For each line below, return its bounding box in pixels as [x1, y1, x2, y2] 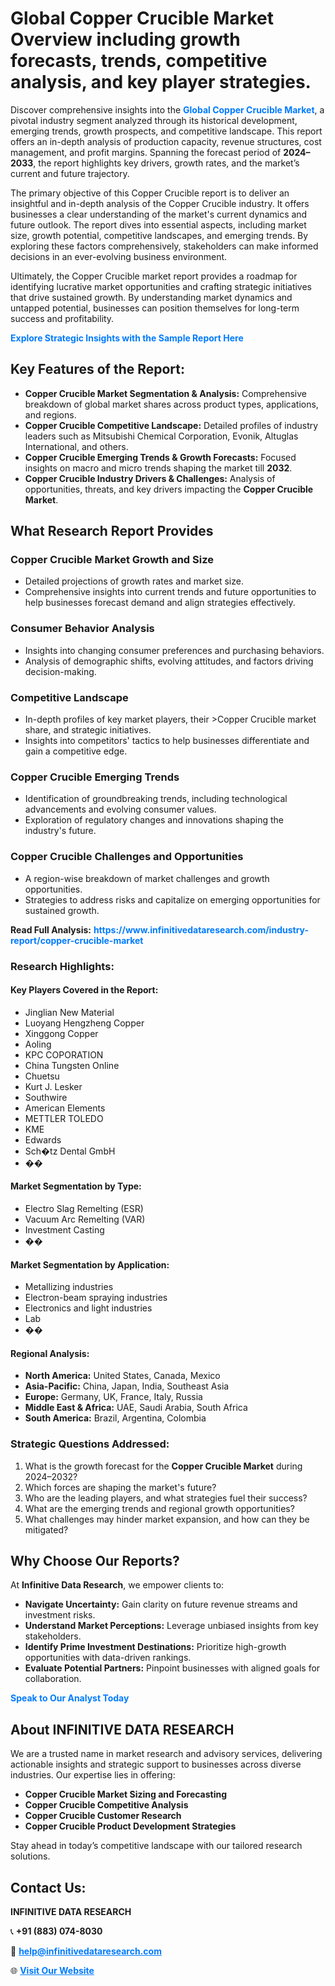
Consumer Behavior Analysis [10, 622, 155, 636]
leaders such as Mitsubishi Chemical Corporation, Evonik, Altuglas [24, 430, 299, 442]
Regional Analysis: [10, 1347, 90, 1359]
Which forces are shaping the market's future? [24, 1481, 217, 1493]
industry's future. [24, 825, 97, 837]
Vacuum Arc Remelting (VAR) [24, 1213, 146, 1225]
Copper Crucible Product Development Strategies [24, 1820, 237, 1832]
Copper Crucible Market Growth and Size [10, 553, 214, 567]
